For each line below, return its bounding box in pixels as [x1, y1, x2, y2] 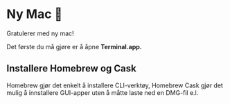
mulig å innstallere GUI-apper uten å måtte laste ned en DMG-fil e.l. [6, 88, 199, 96]
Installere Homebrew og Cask [6, 62, 136, 75]
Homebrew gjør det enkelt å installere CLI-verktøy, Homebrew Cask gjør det [6, 81, 223, 89]
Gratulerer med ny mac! [6, 29, 74, 37]
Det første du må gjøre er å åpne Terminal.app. [6, 42, 143, 51]
